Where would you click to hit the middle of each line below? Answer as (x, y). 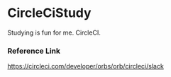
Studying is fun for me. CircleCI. (54, 32)
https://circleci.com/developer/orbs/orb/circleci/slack (86, 66)
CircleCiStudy (49, 13)
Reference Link (34, 51)
